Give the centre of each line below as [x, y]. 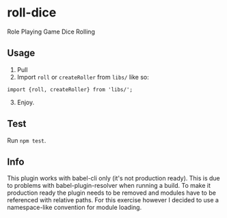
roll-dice [32, 13]
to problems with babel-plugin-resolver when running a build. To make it [109, 186]
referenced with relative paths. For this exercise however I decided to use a [113, 200]
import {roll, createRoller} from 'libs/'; [70, 89]
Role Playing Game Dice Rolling [51, 32]
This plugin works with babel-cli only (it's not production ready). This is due [113, 178]
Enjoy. [26, 102]
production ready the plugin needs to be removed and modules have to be [112, 193]
